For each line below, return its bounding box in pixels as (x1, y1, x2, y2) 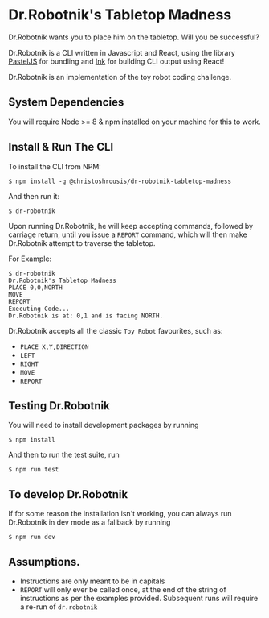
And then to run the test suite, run (8, 450, 120, 460)
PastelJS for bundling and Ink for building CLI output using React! (8, 56, 225, 66)
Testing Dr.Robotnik (8, 399, 110, 413)
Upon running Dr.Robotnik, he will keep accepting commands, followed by (8, 221, 254, 230)
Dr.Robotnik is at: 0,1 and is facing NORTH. (8, 312, 163, 320)
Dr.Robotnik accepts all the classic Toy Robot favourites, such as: (8, 326, 223, 335)
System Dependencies (8, 95, 124, 110)
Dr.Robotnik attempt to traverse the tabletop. (8, 238, 156, 247)
